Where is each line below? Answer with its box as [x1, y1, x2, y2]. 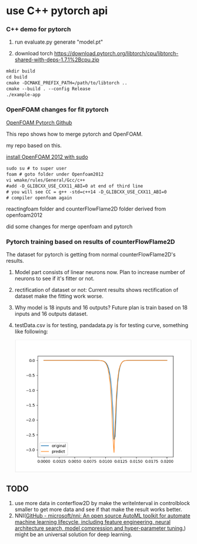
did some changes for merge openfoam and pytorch [6, 223, 133, 230]
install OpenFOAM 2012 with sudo [6, 153, 88, 160]
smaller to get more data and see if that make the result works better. [14, 506, 182, 513]
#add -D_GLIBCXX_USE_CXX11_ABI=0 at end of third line [6, 183, 143, 189]
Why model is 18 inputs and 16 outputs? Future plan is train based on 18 [14, 304, 188, 311]
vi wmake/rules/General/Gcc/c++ [6, 177, 85, 183]
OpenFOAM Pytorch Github [6, 119, 72, 126]
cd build [6, 74, 28, 80]
